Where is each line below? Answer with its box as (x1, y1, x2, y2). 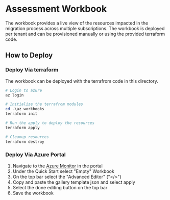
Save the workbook (12, 190, 54, 196)
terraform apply (5, 125, 40, 130)
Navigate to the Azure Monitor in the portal (12, 163, 103, 169)
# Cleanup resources (5, 134, 50, 139)
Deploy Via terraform (5, 66, 59, 73)
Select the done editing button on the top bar (12, 184, 108, 190)
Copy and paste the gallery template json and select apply (12, 179, 135, 185)
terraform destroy (5, 139, 44, 144)
